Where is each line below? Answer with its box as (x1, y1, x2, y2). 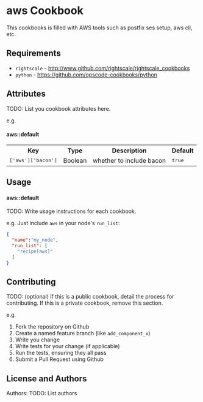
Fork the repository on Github (15, 323, 90, 330)
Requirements (6, 48, 61, 59)
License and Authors (6, 373, 87, 384)
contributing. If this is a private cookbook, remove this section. (6, 299, 163, 307)
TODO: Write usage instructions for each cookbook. (6, 207, 137, 215)
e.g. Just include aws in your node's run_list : (6, 220, 120, 227)
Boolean (63, 156, 87, 165)
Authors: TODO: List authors (6, 390, 77, 397)
